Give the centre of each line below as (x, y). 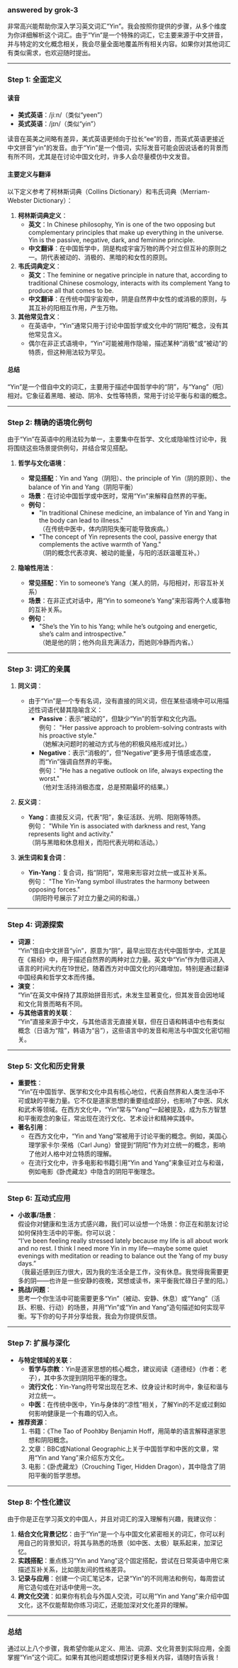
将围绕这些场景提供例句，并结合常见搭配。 (69, 448)
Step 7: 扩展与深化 (39, 1343)
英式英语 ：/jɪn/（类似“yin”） (58, 124)
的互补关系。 (47, 610)
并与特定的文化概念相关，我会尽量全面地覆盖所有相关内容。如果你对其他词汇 (119, 44)
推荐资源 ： (33, 1422)
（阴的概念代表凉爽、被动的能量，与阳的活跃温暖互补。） (121, 553)
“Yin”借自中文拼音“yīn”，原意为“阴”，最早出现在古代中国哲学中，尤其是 (122, 950)
